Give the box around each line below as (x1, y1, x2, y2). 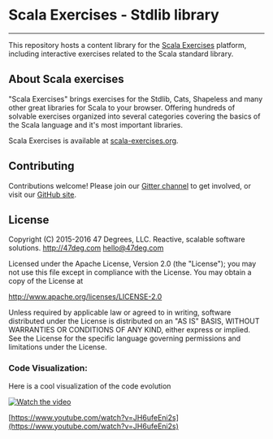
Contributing (8, 159, 75, 173)
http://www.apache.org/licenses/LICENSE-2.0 (8, 292, 162, 302)
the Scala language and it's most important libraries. (8, 120, 184, 129)
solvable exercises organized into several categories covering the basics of (8, 111, 261, 121)
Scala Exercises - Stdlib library (8, 6, 219, 24)
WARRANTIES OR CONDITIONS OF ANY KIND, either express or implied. (8, 325, 250, 335)
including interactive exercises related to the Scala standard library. (8, 49, 234, 59)
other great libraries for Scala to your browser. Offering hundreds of (8, 102, 236, 112)
